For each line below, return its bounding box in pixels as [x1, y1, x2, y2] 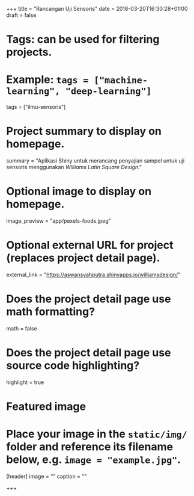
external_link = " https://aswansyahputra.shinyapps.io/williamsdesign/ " [6, 271, 181, 278]
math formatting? [6, 305, 95, 318]
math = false [6, 324, 37, 332]
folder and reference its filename [6, 440, 173, 454]
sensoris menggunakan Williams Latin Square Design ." [6, 164, 142, 171]
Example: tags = [6, 73, 89, 87]
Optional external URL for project [6, 238, 174, 252]
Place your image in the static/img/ [6, 427, 187, 441]
